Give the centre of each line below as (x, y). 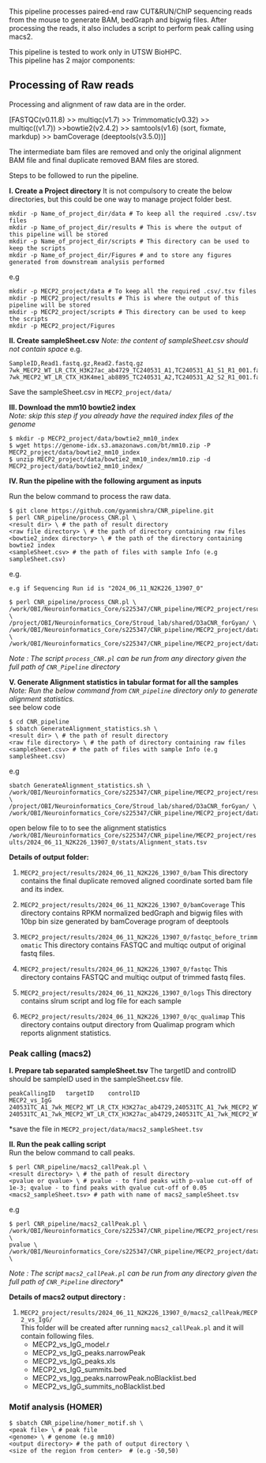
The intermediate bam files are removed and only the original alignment (125, 151)
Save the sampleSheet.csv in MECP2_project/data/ (90, 391)
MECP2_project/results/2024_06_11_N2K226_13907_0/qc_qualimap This (133, 1016)
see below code (35, 707)
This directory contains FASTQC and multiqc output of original (145, 945)
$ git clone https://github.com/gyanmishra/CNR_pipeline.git (112, 510)
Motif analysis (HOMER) (56, 1407)
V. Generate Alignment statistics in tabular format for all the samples (124, 682)
